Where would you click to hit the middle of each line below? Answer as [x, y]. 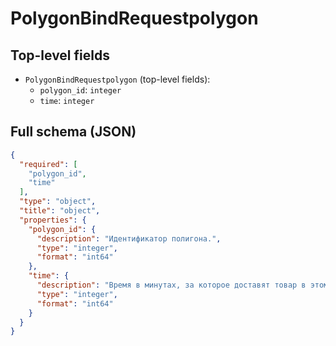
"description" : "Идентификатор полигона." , [129, 238]
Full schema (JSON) [73, 132]
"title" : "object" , [60, 211]
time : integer [67, 100]
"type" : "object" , [58, 202]
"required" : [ [48, 164]
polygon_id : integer [80, 90]
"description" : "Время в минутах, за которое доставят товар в [171, 285]
